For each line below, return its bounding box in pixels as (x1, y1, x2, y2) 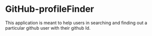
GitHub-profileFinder (5, 3, 94, 15)
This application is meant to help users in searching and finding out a (5, 20, 147, 26)
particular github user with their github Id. (5, 25, 91, 31)
